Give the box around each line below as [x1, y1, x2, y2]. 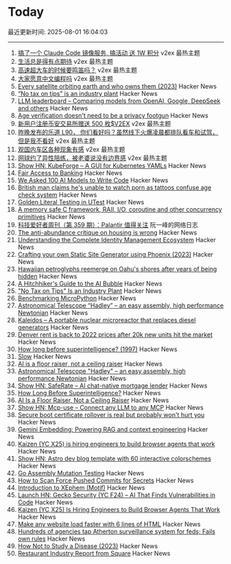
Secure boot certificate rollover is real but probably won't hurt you [17, 410, 205, 419]
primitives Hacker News [17, 212, 86, 220]
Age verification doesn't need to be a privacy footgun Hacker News [17, 111, 208, 119]
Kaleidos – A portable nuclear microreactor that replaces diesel [17, 316, 196, 324]
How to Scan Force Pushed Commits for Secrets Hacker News [17, 476, 194, 484]
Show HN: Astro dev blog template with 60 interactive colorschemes [17, 454, 212, 462]
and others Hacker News [17, 104, 88, 112]
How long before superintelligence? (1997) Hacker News [17, 344, 178, 353]
